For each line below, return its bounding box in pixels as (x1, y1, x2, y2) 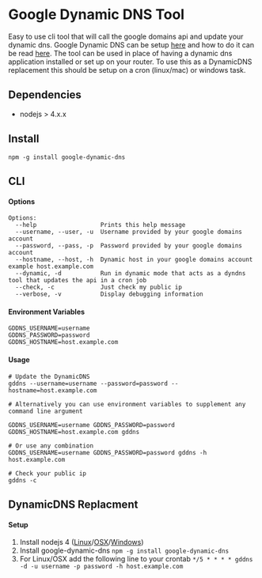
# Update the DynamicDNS (8, 372, 90, 380)
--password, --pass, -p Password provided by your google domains (15, 242, 243, 250)
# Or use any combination (8, 441, 93, 450)
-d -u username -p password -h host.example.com (19, 563, 184, 571)
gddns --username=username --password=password (8, 380, 169, 387)
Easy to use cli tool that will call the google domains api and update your (8, 32, 244, 41)
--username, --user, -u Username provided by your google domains (15, 228, 243, 236)
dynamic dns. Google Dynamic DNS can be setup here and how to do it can (8, 40, 255, 49)
